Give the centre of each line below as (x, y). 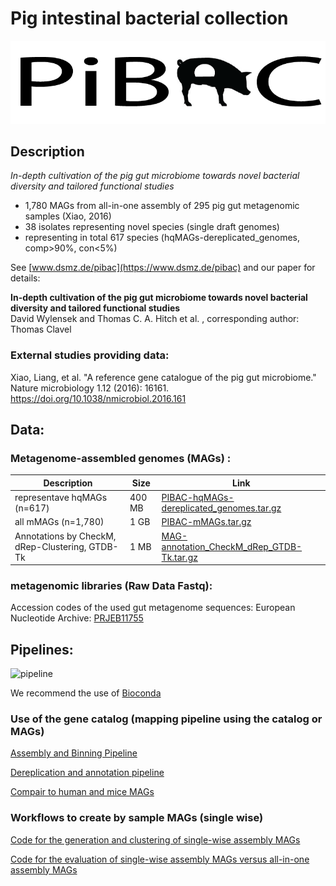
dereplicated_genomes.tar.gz (221, 508)
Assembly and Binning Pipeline (74, 753)
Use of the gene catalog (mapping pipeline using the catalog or (166, 719)
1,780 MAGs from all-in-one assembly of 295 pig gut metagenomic (162, 206)
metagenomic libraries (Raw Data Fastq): (111, 585)
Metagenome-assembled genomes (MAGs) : (121, 458)
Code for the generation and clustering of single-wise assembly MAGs (155, 839)
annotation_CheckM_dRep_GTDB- (232, 546)
